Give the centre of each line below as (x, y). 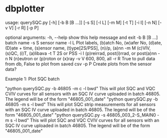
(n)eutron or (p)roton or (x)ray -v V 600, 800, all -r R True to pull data (84, 58)
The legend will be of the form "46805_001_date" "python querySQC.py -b (82, 99)
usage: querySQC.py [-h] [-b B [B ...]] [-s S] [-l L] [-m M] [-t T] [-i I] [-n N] (81, 22)
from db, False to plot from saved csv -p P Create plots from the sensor (79, 64)
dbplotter (25, 9)
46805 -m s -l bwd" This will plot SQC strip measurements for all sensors (81, 104)
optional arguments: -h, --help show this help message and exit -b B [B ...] (82, 37)
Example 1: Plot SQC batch (32, 79)
